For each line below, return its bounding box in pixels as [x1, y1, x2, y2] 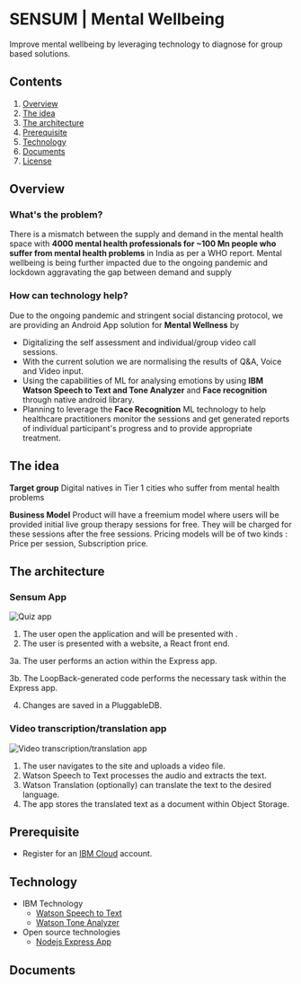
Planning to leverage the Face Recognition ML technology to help [22, 403, 267, 414]
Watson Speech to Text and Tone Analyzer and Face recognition [22, 385, 268, 395]
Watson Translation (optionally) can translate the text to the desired [22, 779, 272, 790]
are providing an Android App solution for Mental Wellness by [9, 319, 240, 330]
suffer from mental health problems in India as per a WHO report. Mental [9, 248, 283, 259]
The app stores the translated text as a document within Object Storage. [22, 798, 290, 809]
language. [22, 789, 60, 800]
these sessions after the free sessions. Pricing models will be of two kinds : [9, 528, 288, 539]
